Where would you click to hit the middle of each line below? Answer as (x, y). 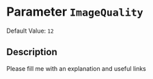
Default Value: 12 (30, 31)
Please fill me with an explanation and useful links (76, 68)
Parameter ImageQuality (75, 12)
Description (32, 52)
